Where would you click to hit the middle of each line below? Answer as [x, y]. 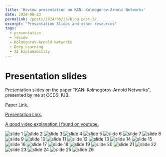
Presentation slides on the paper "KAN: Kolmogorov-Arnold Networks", [78, 90]
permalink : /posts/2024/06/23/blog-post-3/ [51, 19]
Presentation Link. [24, 115]
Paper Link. [17, 105]
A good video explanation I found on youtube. [52, 124]
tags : [11, 28]
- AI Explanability [30, 51]
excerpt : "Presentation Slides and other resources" [61, 24]
